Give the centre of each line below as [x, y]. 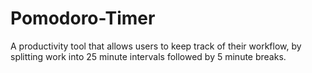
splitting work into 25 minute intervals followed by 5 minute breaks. [148, 56]
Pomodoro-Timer [83, 18]
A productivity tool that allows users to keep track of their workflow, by [156, 46]
